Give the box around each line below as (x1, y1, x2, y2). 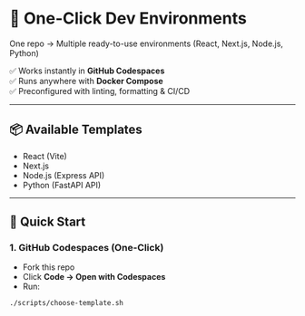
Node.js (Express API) (22, 169, 105, 180)
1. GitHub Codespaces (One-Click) (9, 242, 164, 254)
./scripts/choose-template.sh (9, 299, 124, 308)
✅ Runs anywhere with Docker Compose (9, 75, 163, 86)
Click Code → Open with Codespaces (22, 272, 166, 282)
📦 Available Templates (9, 122, 143, 138)
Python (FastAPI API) (22, 179, 102, 190)
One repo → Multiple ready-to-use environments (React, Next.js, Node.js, (9, 38, 284, 49)
